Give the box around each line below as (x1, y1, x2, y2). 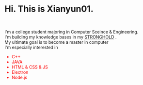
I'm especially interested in (4, 44, 58, 50)
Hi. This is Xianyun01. (4, 3, 94, 15)
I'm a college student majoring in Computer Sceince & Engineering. (4, 29, 139, 34)
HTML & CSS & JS (11, 64, 48, 70)
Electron (11, 69, 29, 75)
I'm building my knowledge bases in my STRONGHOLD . (4, 34, 117, 40)
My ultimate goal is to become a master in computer (4, 39, 109, 45)
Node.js (11, 74, 28, 80)
